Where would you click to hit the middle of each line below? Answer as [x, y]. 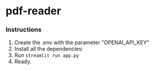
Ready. [23, 61]
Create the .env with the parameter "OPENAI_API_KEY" [82, 42]
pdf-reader [33, 11]
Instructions [24, 30]
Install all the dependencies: [49, 49]
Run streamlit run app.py [46, 55]
